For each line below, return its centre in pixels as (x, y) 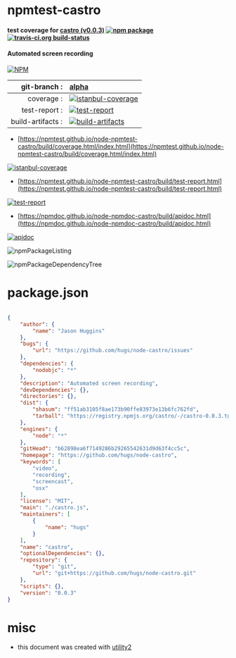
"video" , (45, 468)
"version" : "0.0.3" (48, 593)
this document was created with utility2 (74, 647)
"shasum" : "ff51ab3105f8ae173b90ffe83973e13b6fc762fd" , (116, 410)
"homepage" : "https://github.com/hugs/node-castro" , (99, 455)
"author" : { (37, 324)
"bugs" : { (34, 344)
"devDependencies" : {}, (55, 390)
